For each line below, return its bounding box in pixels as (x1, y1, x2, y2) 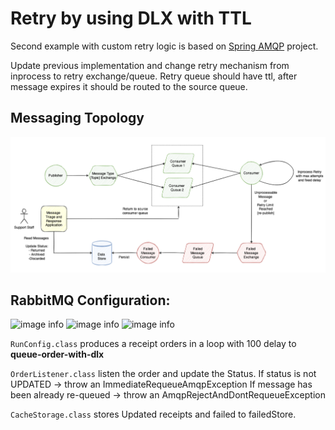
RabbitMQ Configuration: (10, 292, 171, 309)
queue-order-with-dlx (10, 348, 105, 361)
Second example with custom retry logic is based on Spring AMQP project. (10, 40, 319, 52)
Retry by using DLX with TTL (10, 7, 252, 30)
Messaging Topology (10, 110, 145, 127)
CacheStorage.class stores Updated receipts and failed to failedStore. (10, 408, 297, 421)
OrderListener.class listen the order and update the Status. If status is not (10, 368, 317, 380)
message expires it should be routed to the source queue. (10, 80, 248, 92)
